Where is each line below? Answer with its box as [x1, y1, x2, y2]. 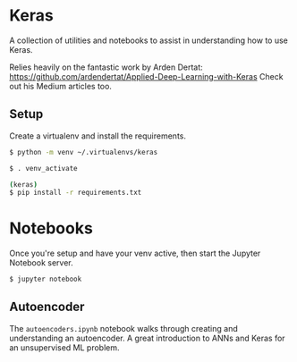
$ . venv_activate [9, 164, 78, 173]
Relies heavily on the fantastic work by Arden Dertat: [9, 62, 203, 72]
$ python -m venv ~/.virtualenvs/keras [9, 147, 158, 156]
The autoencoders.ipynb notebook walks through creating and [9, 323, 239, 333]
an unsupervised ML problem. [9, 341, 120, 353]
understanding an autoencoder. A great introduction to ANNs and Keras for [9, 333, 285, 343]
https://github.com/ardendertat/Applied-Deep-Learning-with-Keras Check [9, 71, 284, 81]
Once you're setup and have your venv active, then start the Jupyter [9, 248, 261, 259]
